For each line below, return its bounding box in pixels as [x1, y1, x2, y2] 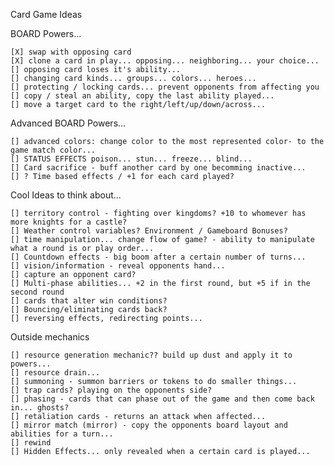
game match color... [10, 145, 97, 155]
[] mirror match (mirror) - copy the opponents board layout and [10, 420, 288, 430]
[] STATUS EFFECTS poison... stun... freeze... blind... [10, 154, 253, 164]
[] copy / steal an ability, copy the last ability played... [10, 91, 275, 101]
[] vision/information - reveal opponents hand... [10, 261, 226, 271]
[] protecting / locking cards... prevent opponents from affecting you [10, 82, 320, 92]
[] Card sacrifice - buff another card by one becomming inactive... [10, 163, 307, 173]
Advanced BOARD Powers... [10, 117, 127, 129]
